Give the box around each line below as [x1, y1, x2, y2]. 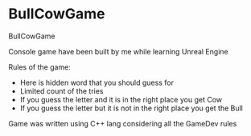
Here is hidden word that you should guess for [19, 78, 175, 87]
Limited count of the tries [19, 86, 104, 96]
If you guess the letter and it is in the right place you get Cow [19, 94, 223, 104]
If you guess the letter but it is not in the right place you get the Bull [19, 103, 244, 113]
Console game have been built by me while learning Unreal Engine [8, 46, 228, 56]
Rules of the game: [8, 62, 71, 72]
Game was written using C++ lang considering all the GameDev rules [8, 118, 237, 128]
